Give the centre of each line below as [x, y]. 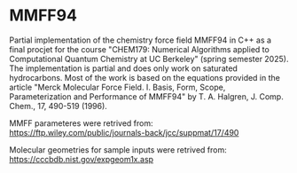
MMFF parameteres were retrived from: [81, 123]
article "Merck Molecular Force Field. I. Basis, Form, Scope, [117, 87]
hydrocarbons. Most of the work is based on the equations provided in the [145, 77]
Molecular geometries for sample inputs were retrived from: [118, 149]
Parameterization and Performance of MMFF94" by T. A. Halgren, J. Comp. [146, 96]
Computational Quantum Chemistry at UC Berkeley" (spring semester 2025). [149, 59]
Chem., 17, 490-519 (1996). [59, 106]
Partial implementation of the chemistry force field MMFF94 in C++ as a [141, 40]
